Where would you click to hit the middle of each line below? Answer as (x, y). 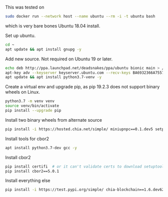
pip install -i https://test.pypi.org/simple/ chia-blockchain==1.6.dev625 (86, 190)
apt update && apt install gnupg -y (43, 49)
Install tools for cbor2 (27, 139)
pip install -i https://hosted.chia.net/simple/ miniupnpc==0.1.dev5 (79, 129)
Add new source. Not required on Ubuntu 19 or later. (59, 59)
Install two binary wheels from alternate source (54, 120)
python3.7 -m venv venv (30, 101)
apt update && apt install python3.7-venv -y (53, 77)
